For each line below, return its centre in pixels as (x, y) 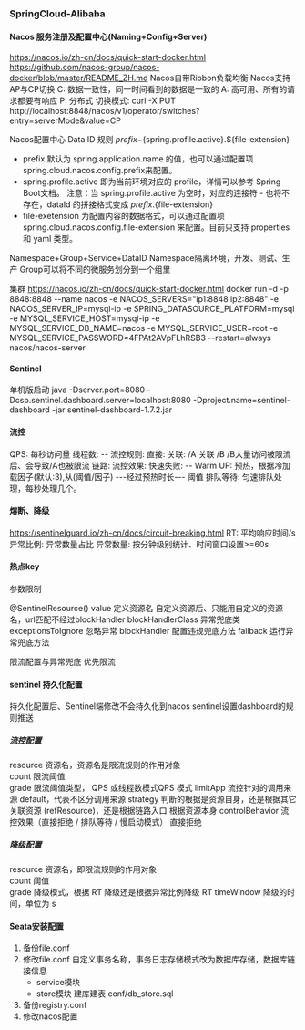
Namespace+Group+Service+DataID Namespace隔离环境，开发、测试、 (146, 258)
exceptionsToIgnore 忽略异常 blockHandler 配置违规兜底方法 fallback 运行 (147, 630)
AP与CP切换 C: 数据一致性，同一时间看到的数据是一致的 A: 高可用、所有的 (148, 89)
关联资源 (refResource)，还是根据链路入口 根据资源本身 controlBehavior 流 (149, 811)
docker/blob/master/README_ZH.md (79, 78)
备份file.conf (46, 948)
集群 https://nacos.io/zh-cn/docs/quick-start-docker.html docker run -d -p (149, 289)
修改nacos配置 (50, 1016)
